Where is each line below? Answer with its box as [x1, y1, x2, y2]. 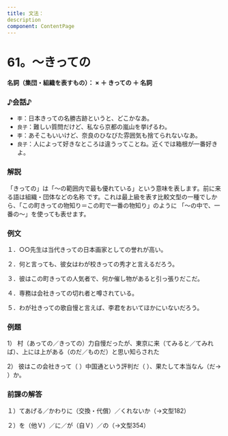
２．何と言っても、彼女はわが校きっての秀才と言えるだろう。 [7, 260, 179, 268]
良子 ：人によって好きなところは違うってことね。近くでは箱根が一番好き [16, 140, 218, 148]
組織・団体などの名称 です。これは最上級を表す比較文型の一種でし [25, 192, 212, 201]
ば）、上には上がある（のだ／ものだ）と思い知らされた [7, 348, 160, 356]
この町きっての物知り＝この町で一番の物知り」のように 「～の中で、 [21, 201, 215, 209]
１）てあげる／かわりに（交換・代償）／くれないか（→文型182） [7, 407, 190, 415]
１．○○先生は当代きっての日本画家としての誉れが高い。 [7, 246, 167, 254]
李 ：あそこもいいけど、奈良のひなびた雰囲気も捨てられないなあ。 [16, 131, 201, 140]
